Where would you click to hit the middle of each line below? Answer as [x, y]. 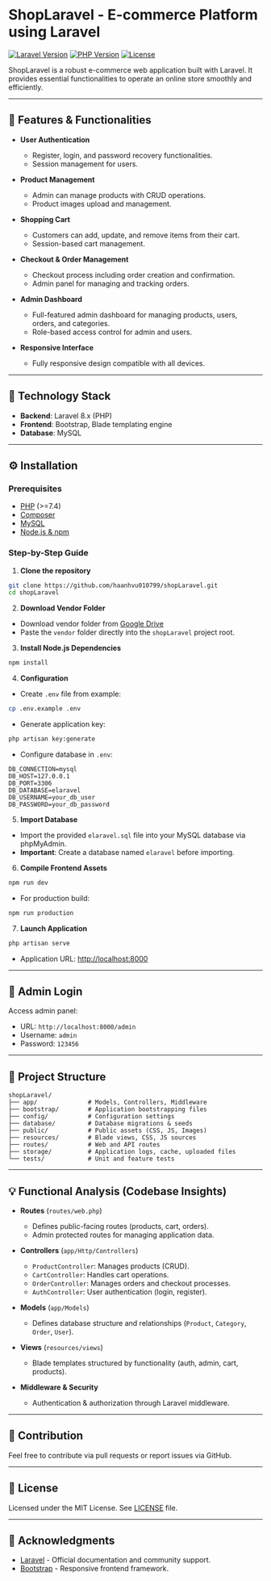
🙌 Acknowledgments [62, 1541]
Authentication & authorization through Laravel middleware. [131, 1403]
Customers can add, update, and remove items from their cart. [136, 235]
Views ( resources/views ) [61, 1347]
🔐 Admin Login [46, 991]
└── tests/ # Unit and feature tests [92, 1159]
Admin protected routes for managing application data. [123, 1235]
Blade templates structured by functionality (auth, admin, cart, [135, 1363]
